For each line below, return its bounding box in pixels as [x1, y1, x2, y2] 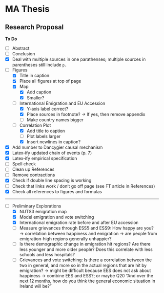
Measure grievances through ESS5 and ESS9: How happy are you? [19, 225, 154, 231]
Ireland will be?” [19, 283, 52, 289]
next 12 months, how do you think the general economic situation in [19, 278, 155, 284]
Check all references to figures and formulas [12, 188, 102, 194]
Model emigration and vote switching [19, 214, 94, 220]
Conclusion [12, 51, 35, 57]
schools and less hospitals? [19, 252, 75, 257]
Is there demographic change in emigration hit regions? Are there [19, 241, 151, 247]
